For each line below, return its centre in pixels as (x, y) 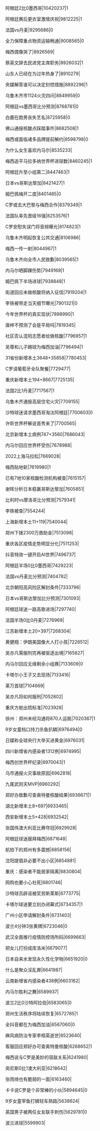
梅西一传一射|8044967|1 (31, 248)
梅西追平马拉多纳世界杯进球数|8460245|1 (49, 161)
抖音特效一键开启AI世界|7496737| (41, 554)
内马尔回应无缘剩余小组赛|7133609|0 (44, 664)
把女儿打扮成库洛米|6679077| (36, 948)
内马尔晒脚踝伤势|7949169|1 (35, 270)
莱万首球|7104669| (25, 686)
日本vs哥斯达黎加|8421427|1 (35, 183)
